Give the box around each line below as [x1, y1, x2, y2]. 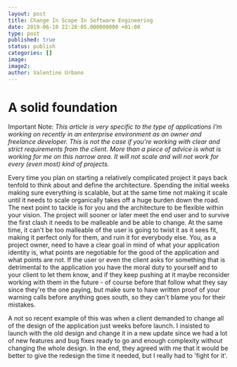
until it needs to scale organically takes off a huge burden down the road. [8, 196, 220, 205]
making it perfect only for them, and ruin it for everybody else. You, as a [8, 233, 217, 242]
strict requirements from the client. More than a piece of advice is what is [8, 145, 222, 153]
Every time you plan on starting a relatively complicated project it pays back [8, 174, 228, 182]
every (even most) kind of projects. [8, 160, 110, 169]
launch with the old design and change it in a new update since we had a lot [8, 329, 228, 337]
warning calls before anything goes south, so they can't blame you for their [8, 293, 226, 302]
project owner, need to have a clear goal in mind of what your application [8, 240, 220, 250]
